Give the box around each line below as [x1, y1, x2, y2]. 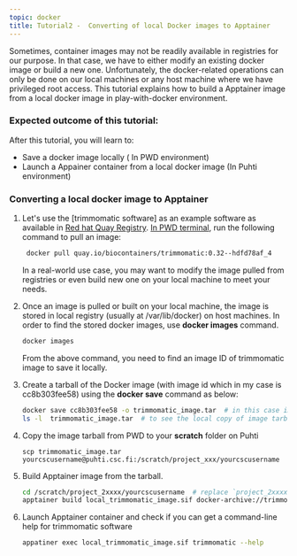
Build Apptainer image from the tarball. [21, 470, 164, 481]
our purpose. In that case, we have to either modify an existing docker [9, 55, 265, 66]
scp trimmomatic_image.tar [21, 447, 122, 456]
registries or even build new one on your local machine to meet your [21, 274, 270, 284]
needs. [21, 283, 48, 294]
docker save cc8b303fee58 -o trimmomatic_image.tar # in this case [21, 405, 280, 414]
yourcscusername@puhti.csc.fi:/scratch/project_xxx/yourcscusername [21, 455, 280, 464]
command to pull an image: [21, 232, 122, 243]
